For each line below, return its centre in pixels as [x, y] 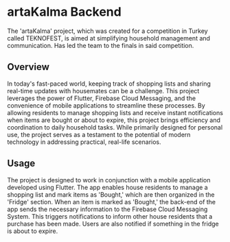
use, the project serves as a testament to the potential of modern [99, 134]
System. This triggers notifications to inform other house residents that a [110, 216]
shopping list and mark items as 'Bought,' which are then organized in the [111, 194]
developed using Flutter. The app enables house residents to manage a [107, 187]
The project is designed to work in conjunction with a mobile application [109, 180]
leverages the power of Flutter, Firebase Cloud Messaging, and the [102, 98]
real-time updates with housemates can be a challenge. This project [103, 90]
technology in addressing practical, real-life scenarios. [84, 142]
